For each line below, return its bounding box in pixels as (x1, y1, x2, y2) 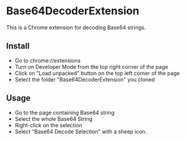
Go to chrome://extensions (14, 57, 81, 64)
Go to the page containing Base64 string (14, 109, 115, 116)
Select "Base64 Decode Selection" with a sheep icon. (14, 128, 147, 135)
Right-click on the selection (14, 121, 82, 129)
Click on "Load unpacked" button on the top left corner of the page (14, 70, 180, 77)
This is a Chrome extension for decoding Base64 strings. (6, 24, 146, 31)
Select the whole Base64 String (14, 115, 93, 123)
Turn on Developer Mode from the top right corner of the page (14, 63, 169, 70)
